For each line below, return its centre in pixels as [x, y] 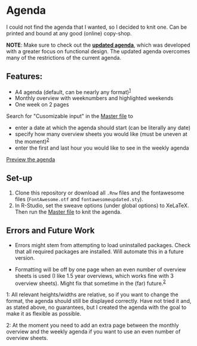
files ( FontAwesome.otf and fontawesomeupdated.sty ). [79, 199]
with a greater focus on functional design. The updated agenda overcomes [98, 51]
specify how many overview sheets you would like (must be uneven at [101, 134]
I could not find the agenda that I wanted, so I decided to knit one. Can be [96, 27]
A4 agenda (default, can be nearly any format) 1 [73, 92]
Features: [24, 76]
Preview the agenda [31, 160]
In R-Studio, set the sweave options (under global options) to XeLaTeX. [102, 205]
